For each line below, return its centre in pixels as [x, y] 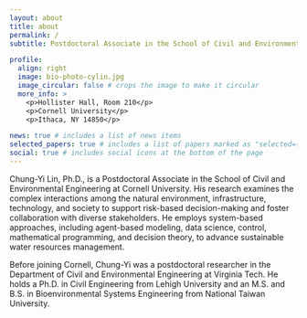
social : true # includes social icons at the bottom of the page [136, 153]
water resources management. [67, 247]
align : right [42, 69]
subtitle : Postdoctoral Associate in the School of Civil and [130, 43]
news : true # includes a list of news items [95, 136]
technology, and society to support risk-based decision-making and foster [149, 207]
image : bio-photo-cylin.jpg [71, 77]
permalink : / [34, 35]
